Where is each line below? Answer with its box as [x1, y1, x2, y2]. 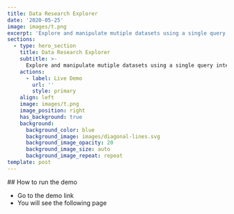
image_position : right [19, 107, 86, 114]
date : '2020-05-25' [7, 17, 64, 24]
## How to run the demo [7, 178, 78, 186]
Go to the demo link [17, 191, 75, 199]
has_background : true [19, 113, 82, 120]
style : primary [32, 88, 77, 94]
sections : [7, 36, 36, 43]
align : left [19, 94, 54, 101]
